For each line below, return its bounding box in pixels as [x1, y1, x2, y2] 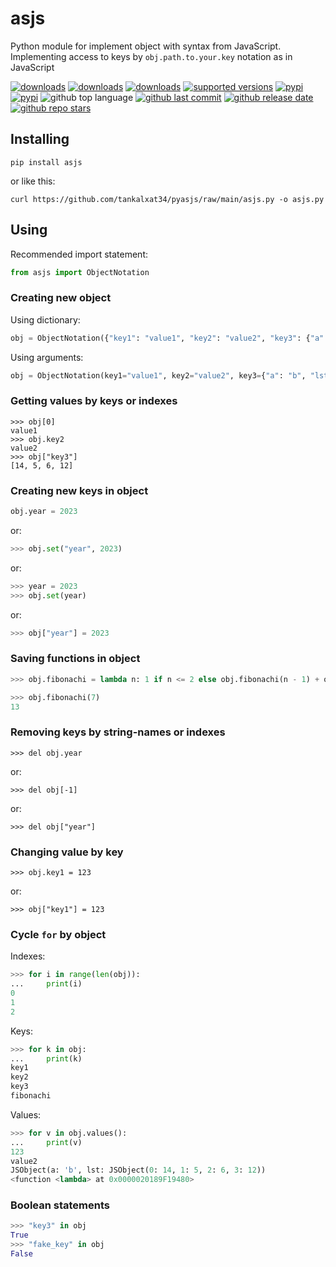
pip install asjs [10, 157, 83, 167]
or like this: [10, 175, 56, 187]
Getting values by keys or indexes [10, 394, 178, 408]
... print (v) [10, 1137, 83, 1147]
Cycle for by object [10, 927, 107, 941]
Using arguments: [10, 351, 84, 363]
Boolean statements [10, 1198, 110, 1212]
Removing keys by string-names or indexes [10, 725, 226, 739]
